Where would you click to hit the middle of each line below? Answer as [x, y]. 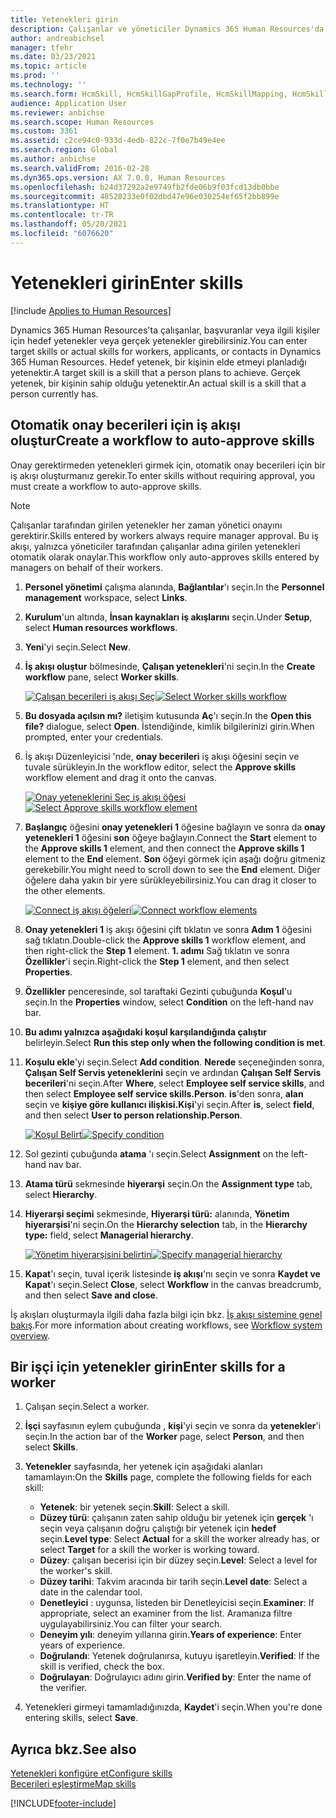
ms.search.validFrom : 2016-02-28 [80, 168]
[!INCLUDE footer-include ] [63, 1803]
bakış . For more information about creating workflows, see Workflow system [166, 1325]
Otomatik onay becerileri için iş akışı [126, 425]
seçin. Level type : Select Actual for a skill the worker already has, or [179, 1539]
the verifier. [63, 1688]
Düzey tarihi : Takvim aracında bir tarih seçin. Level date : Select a [173, 1582]
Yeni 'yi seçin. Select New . [77, 647]
